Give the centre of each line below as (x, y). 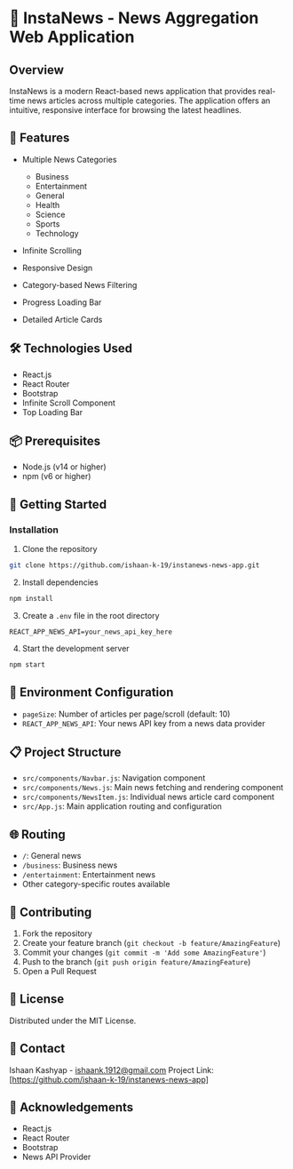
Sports (48, 224)
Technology (57, 233)
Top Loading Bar (52, 412)
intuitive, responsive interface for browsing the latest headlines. (126, 110)
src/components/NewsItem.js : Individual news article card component (148, 797)
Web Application (72, 37)
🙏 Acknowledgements (71, 1107)
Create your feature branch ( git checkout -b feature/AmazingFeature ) (151, 943)
